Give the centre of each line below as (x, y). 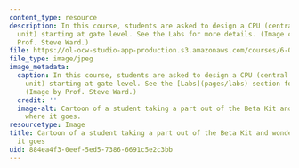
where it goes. (53, 116)
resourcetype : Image (48, 125)
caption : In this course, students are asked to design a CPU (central (153, 76)
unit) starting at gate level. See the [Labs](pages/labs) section (153, 84)
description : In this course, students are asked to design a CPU (135, 26)
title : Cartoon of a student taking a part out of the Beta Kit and (139, 133)
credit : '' (37, 100)
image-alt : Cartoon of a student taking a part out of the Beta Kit (147, 108)
